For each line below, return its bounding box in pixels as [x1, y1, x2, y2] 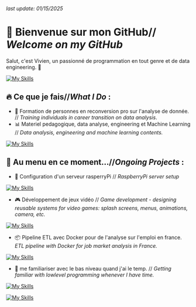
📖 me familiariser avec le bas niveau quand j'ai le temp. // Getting [14, 265, 171, 272]
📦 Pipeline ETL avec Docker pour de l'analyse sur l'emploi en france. [14, 234, 183, 241]
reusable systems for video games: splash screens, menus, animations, [14, 204, 188, 211]
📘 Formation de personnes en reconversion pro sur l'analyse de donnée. [14, 107, 189, 114]
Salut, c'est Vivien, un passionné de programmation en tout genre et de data [6, 57, 190, 64]
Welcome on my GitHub [6, 38, 123, 52]
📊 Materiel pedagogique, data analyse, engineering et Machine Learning [14, 120, 191, 127]
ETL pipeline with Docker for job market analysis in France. [14, 242, 158, 249]
